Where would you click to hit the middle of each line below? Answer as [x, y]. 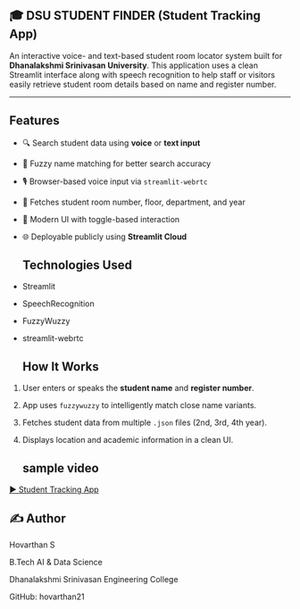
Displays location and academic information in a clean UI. [128, 440]
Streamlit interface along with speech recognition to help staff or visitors [142, 74]
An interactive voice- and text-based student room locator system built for [146, 55]
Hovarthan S [32, 545]
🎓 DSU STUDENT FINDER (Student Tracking [135, 16]
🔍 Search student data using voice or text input [111, 143]
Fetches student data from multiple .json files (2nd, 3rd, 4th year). [145, 422]
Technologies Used [77, 266]
